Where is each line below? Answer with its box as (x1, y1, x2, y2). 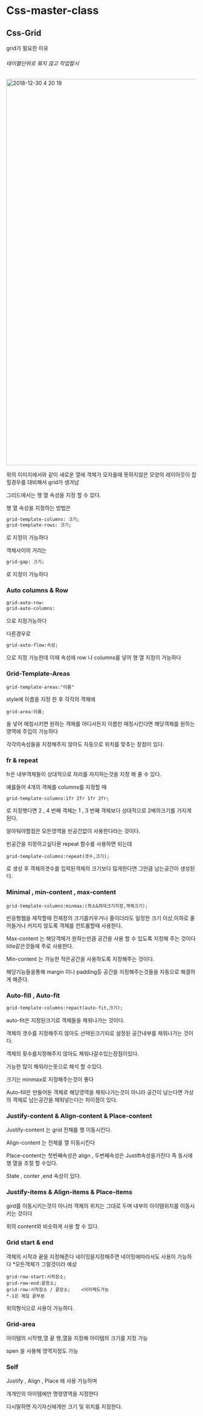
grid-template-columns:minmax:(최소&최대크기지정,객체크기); (6, 903, 148, 909)
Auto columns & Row (6, 586, 68, 594)
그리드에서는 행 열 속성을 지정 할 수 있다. (6, 491, 101, 499)
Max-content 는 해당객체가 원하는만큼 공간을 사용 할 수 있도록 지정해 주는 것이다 (6, 934, 196, 942)
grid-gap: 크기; (6, 559, 45, 565)
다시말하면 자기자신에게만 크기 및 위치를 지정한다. (6, 1403, 123, 1411)
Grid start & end (6, 1238, 54, 1247)
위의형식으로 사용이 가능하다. (6, 1304, 74, 1312)
